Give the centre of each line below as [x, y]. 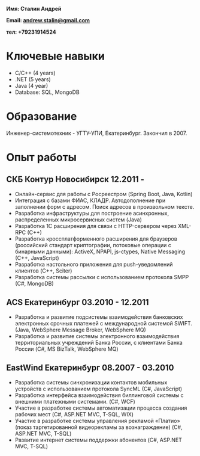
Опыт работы [41, 157]
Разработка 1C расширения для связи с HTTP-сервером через [96, 226]
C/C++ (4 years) [35, 73]
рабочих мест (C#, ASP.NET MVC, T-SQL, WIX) [74, 414]
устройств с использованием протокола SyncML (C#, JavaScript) [99, 389]
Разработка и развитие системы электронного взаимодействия [97, 336]
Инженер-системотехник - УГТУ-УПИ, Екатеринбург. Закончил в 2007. [97, 133]
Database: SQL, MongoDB [47, 92]
